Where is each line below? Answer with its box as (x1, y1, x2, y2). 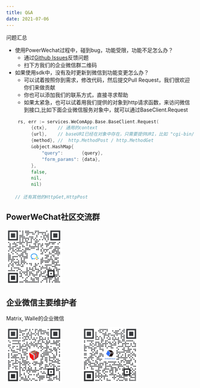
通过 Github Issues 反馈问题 (23, 54, 89, 61)
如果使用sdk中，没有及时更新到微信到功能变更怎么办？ (14, 69, 149, 76)
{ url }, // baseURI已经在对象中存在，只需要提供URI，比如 (30, 131, 168, 137)
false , (30, 169, 48, 175)
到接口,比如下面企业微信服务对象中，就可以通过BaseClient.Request (23, 106, 189, 113)
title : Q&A (6, 10, 33, 15)
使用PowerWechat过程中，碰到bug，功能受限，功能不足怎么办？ (14, 46, 174, 54)
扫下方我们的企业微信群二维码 (23, 61, 97, 69)
